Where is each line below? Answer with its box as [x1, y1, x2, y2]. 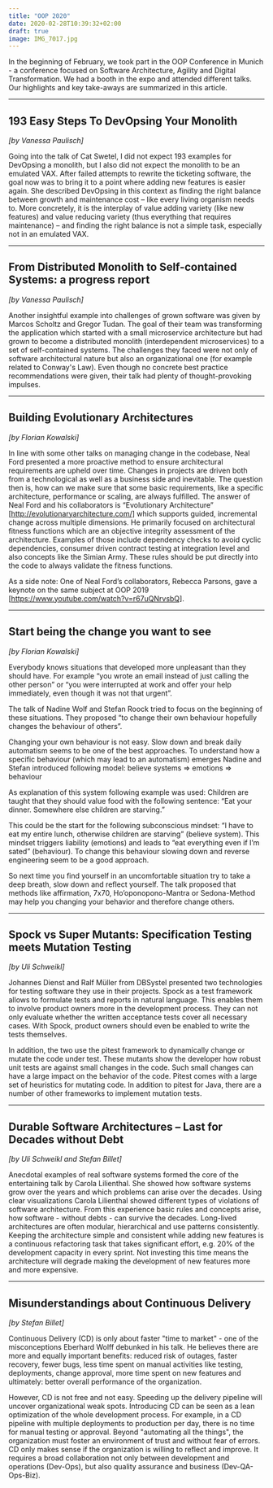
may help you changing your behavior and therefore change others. [8, 897, 235, 906]
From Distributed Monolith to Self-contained [8, 260, 237, 274]
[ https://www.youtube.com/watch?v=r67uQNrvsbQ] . [8, 593, 184, 603]
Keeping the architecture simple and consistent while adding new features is [8, 1230, 264, 1241]
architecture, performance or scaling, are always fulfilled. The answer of [8, 491, 250, 501]
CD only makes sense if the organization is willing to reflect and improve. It [8, 1444, 258, 1454]
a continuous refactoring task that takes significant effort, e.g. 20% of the [8, 1239, 255, 1249]
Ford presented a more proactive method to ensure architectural [8, 456, 223, 466]
